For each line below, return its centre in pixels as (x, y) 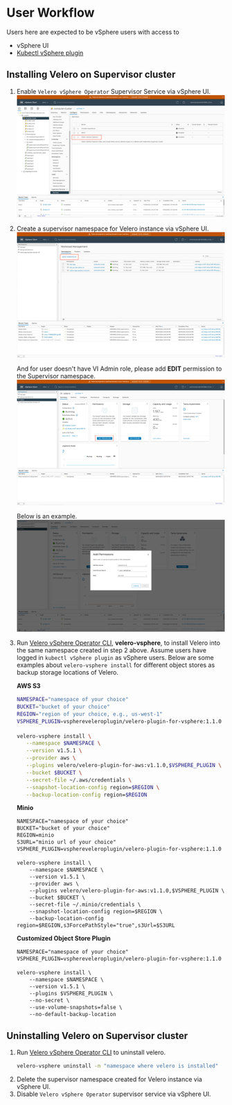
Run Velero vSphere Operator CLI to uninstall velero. (91, 1052)
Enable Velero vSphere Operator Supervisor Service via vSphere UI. (114, 91)
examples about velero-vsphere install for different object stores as (116, 665)
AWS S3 (28, 686)
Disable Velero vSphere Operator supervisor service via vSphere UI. (114, 1094)
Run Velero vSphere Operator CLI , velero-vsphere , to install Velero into (118, 643)
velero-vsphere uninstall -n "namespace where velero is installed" (117, 1066)
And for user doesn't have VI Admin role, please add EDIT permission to (119, 369)
